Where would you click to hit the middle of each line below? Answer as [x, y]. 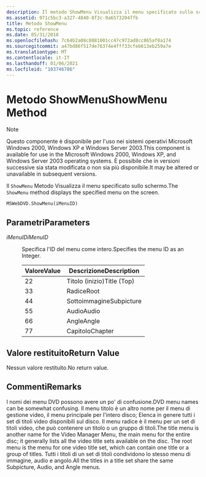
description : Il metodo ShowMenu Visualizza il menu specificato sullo [100, 12]
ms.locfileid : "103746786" [41, 69]
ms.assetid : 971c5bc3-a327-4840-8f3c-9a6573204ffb [72, 18]
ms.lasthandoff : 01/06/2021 [42, 63]
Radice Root [83, 291]
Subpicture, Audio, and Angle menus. [54, 467]
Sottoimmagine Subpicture [104, 301]
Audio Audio [83, 311]
